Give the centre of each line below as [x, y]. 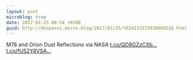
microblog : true [26, 17]
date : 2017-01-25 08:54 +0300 [44, 22]
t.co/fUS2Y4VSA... [29, 51]
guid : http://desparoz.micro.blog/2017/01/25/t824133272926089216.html [96, 28]
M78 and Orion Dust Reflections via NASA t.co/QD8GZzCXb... [82, 45]
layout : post [22, 11]
